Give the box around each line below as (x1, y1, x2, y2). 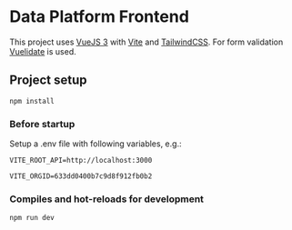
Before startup (9, 117, 76, 130)
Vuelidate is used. (9, 45, 77, 56)
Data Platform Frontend (9, 6, 189, 27)
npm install (9, 96, 55, 105)
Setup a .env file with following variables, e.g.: (9, 138, 182, 149)
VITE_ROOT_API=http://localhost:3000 (9, 156, 153, 165)
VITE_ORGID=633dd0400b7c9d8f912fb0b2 (9, 172, 153, 181)
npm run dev (9, 214, 55, 223)
